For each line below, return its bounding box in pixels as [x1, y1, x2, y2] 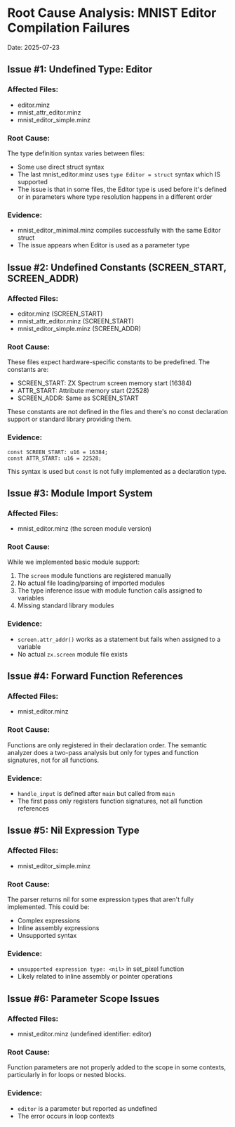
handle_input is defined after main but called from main [17, 790, 175, 798]
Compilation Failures [7, 20, 130, 36]
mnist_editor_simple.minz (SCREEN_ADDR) [17, 324, 142, 333]
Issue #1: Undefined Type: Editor [7, 63, 153, 75]
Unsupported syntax [17, 932, 77, 940]
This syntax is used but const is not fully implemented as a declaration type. [7, 467, 227, 475]
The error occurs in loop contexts [17, 1112, 114, 1120]
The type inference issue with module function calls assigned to [17, 586, 203, 595]
